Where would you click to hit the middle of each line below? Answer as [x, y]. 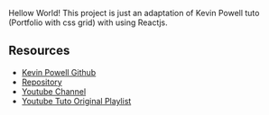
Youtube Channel [54, 91]
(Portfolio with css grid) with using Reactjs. [88, 22]
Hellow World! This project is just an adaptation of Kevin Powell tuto [134, 13]
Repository [42, 82]
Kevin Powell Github [59, 72]
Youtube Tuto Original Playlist [76, 101]
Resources [39, 51]
